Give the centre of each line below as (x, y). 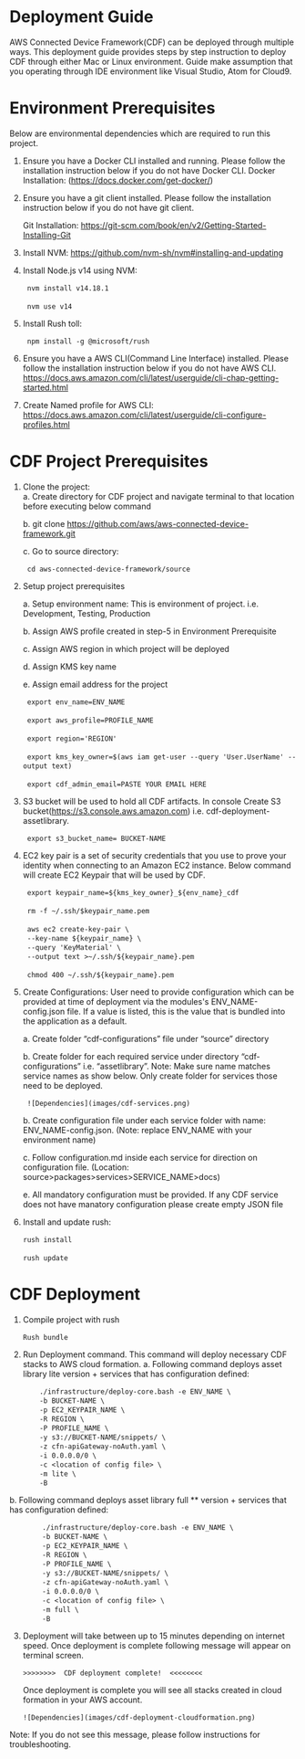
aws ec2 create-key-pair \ (78, 929)
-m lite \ (58, 1474)
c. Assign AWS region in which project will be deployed (126, 648)
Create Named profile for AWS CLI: (88, 405)
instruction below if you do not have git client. (108, 207)
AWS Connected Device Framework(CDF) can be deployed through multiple (152, 42)
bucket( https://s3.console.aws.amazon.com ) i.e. (113, 811)
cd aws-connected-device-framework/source (109, 569)
